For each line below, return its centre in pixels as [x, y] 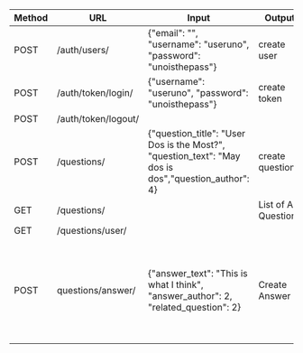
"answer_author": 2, [190, 296]
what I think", [176, 285]
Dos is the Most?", [186, 145]
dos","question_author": [198, 178]
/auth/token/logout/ [98, 119]
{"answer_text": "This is [197, 273]
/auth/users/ [83, 50]
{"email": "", [173, 33]
